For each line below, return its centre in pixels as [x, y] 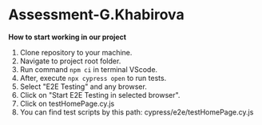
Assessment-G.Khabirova [97, 15]
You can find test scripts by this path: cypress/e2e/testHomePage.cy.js [137, 112]
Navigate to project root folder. [70, 61]
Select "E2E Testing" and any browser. [83, 87]
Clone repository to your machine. [76, 52]
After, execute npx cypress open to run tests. [93, 78]
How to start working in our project [67, 37]
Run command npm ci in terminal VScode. [89, 69]
